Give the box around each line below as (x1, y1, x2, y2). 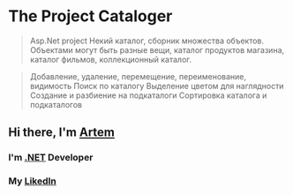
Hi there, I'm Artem (8, 125, 116, 140)
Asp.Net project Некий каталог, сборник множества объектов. (29, 35, 265, 46)
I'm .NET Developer (8, 152, 94, 164)
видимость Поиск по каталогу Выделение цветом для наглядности (29, 80, 284, 91)
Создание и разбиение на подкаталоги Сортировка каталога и (29, 90, 267, 101)
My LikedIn (8, 175, 56, 187)
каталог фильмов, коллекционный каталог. (29, 54, 192, 64)
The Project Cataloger (8, 6, 173, 26)
